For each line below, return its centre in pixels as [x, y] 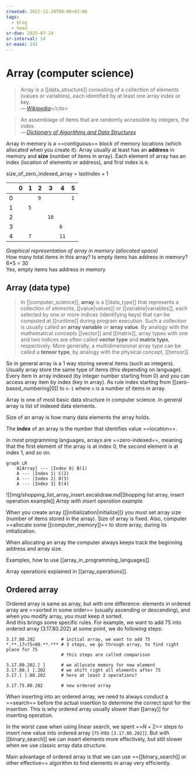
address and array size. [35, 548]
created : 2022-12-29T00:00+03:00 [47, 11]
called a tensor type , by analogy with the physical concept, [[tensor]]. [105, 352]
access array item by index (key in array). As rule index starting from [89, 382]
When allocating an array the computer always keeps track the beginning [94, 542]
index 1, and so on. [29, 452]
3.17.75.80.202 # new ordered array [59, 686]
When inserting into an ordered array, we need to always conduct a [87, 697]
